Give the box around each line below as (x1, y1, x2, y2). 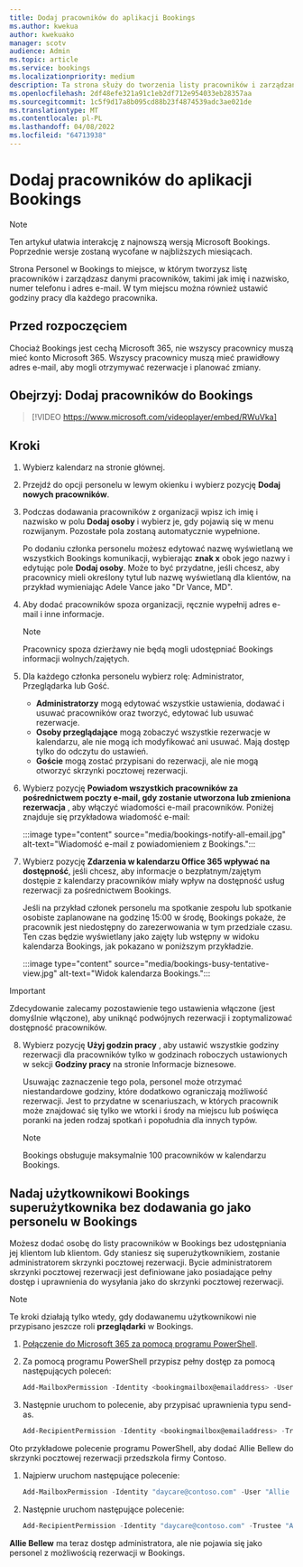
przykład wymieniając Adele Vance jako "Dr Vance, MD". (22, 582, 233, 593)
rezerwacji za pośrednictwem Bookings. (22, 885, 171, 896)
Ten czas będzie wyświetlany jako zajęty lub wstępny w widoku (22, 932, 260, 943)
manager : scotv (9, 38, 67, 48)
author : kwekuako (9, 30, 75, 39)
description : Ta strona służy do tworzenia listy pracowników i (9, 80, 256, 89)
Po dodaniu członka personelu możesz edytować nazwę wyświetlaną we (22, 543, 294, 554)
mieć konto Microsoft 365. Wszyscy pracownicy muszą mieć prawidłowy (9, 352, 280, 362)
